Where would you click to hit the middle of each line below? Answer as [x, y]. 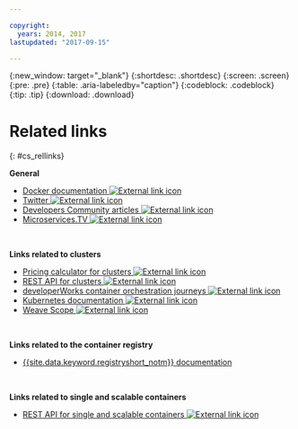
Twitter [35, 201]
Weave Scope [48, 310]
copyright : [30, 25]
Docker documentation [65, 191]
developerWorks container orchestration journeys [114, 291]
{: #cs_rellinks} [37, 156]
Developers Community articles [80, 210]
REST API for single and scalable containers [103, 415]
